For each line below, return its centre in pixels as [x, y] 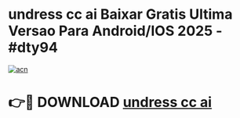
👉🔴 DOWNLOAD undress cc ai [110, 102]
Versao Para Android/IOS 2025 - [115, 31]
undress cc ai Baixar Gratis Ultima [120, 14]
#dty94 [33, 48]
